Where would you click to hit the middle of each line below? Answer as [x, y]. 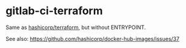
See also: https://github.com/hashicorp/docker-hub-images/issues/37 [93, 39]
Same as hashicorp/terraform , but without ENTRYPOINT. [76, 27]
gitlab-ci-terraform [54, 11]
